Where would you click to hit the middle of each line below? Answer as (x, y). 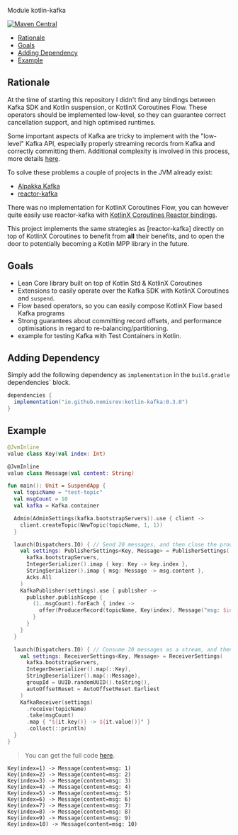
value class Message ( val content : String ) (71, 473)
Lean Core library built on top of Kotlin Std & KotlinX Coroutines (110, 283)
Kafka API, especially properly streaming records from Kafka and (120, 143)
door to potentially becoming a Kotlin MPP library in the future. (98, 243)
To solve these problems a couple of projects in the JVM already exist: (110, 172)
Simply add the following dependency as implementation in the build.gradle (119, 375)
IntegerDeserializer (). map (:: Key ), (79, 669)
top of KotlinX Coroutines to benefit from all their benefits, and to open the (116, 236)
